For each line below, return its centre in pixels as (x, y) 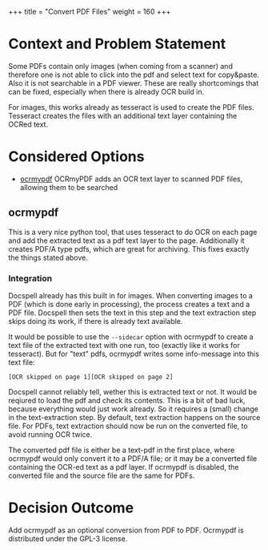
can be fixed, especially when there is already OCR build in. (106, 91)
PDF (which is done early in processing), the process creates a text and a (129, 304)
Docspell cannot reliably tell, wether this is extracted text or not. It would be (133, 391)
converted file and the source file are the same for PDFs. (102, 475)
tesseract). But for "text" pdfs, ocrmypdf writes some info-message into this (134, 354)
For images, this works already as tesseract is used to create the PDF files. (131, 107)
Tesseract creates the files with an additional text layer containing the (123, 115)
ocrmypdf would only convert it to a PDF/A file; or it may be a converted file (133, 458)
